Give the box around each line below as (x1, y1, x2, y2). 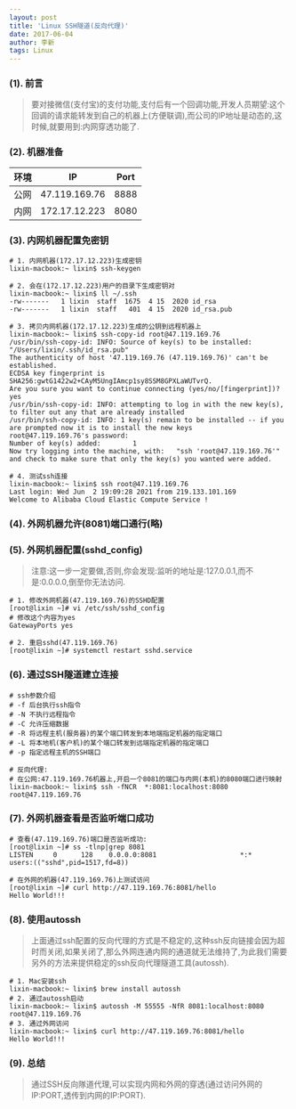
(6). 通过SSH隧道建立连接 (9, 669, 119, 681)
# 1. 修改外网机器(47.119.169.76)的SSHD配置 (9, 596, 164, 606)
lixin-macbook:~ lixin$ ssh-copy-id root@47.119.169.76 (9, 330, 220, 339)
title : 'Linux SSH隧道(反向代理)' (9, 21, 129, 30)
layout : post (9, 12, 58, 22)
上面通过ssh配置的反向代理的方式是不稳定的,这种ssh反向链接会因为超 (30, 935, 285, 946)
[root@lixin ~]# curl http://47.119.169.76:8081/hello (9, 883, 217, 892)
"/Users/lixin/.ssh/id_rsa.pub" (9, 346, 129, 355)
